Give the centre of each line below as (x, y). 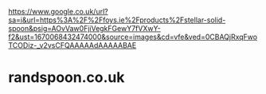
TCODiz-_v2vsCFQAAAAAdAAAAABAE (72, 45)
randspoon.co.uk (66, 78)
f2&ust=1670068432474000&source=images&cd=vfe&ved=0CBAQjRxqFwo (133, 37)
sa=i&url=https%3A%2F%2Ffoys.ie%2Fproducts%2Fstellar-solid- (117, 20)
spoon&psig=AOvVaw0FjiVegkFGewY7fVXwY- (84, 28)
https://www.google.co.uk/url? (59, 12)
